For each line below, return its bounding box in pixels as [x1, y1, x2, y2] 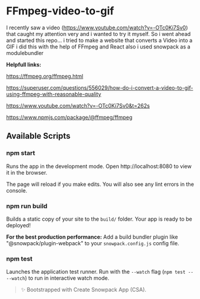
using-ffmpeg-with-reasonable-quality [6, 90, 101, 97]
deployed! [6, 221, 31, 228]
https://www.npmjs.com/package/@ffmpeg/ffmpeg [6, 114, 133, 121]
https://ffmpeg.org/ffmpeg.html [6, 72, 84, 80]
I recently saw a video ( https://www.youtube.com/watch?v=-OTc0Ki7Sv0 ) [6, 24, 188, 31]
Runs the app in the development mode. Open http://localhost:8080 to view [6, 163, 192, 170]
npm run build [6, 202, 48, 210]
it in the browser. [6, 169, 48, 176]
